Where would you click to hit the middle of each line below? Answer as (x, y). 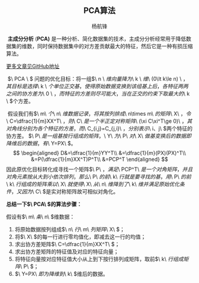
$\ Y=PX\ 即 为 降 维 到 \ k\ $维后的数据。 (61, 274)
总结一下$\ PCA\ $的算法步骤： (44, 204)
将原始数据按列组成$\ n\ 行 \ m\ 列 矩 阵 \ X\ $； (70, 229)
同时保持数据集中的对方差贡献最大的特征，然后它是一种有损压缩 (115, 46)
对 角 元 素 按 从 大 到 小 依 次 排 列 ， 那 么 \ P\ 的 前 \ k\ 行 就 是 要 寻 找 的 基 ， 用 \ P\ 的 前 (99, 176)
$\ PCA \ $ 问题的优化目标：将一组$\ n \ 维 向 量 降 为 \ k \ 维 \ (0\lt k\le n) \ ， (98, 78)
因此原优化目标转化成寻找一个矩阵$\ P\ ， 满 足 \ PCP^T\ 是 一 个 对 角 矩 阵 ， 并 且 (99, 169)
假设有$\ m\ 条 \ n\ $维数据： (41, 217)
